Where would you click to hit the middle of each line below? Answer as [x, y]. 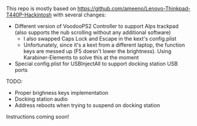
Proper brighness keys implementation [61, 93]
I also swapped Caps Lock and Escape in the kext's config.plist [100, 39]
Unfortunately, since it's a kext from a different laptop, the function [104, 45]
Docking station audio [41, 99]
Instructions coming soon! [38, 117]
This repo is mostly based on [41, 9]
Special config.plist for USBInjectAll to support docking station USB [96, 64]
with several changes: [79, 15]
